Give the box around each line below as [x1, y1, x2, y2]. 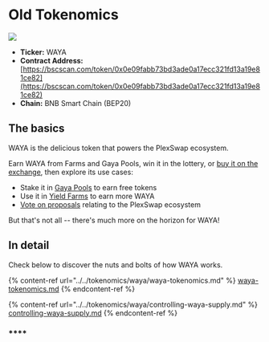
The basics [8, 122, 65, 136]
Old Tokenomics [8, 6, 119, 24]
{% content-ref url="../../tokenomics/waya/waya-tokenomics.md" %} [8, 275, 236, 285]
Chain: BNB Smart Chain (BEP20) [19, 98, 132, 108]
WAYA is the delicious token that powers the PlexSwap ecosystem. [8, 143, 229, 153]
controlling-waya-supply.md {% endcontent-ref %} [8, 307, 178, 318]
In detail [8, 238, 50, 252]
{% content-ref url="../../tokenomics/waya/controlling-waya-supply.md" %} [8, 299, 259, 309]
